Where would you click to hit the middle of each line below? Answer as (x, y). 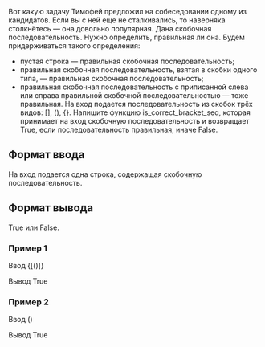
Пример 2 (29, 302)
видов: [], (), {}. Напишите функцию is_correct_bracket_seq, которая (135, 112)
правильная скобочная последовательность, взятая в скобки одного (139, 70)
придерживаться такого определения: (74, 46)
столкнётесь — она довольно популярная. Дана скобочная (110, 29)
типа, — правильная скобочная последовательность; (112, 78)
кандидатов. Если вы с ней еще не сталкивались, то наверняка (117, 20)
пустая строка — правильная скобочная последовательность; (127, 61)
